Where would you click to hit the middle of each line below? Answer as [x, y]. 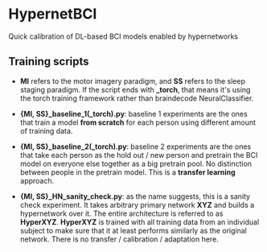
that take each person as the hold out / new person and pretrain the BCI [139, 155]
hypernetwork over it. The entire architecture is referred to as [121, 213]
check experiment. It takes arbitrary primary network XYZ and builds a [137, 204]
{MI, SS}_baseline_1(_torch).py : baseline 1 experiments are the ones [133, 114]
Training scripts [49, 62]
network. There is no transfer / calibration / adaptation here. [119, 239]
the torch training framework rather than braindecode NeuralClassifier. [137, 98]
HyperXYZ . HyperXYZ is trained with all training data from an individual [140, 221]
